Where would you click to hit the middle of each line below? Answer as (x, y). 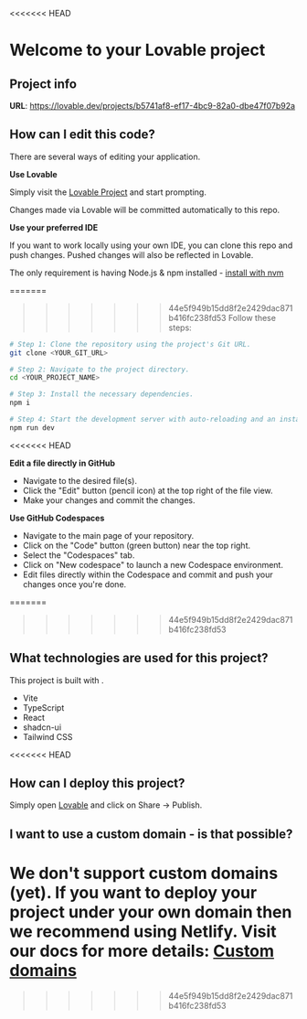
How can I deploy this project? (97, 783)
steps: (180, 327)
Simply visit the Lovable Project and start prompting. (108, 192)
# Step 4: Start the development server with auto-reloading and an (143, 420)
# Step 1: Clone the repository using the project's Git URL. (130, 344)
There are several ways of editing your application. (105, 156)
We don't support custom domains (144, 874)
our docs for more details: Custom (142, 951)
